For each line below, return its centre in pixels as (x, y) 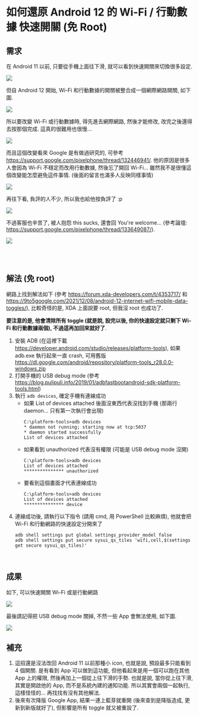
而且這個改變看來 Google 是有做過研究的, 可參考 (65, 153)
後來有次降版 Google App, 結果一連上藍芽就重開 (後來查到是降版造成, (99, 700)
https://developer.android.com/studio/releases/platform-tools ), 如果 (98, 348)
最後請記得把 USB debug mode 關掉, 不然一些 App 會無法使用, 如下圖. (91, 616)
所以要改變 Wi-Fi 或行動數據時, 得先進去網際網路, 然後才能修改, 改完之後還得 (99, 121)
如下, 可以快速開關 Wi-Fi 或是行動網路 (52, 592)
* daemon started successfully (62, 432)
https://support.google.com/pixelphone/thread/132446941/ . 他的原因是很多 (98, 160)
